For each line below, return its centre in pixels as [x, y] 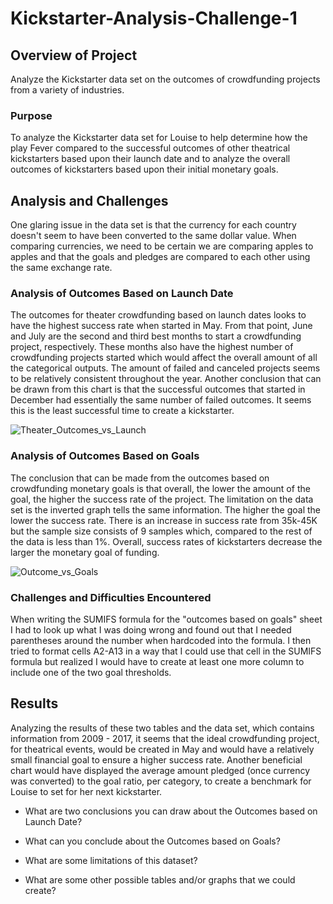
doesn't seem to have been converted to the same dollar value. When [153, 236]
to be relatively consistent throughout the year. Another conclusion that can [166, 379]
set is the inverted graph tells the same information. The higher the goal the [166, 509]
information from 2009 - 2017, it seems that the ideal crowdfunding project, [165, 738]
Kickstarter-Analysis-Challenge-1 [154, 18]
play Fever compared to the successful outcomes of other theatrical [150, 148]
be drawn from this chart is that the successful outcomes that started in [158, 389]
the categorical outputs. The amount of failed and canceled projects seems [165, 368]
